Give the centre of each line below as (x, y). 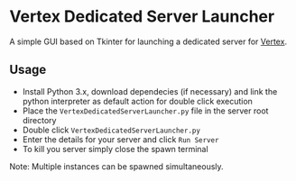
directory (39, 120)
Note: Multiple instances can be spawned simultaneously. (116, 166)
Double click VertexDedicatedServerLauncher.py (111, 130)
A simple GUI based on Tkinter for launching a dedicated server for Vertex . (148, 41)
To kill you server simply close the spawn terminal (116, 149)
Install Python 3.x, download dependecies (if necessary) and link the (150, 91)
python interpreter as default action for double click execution (137, 101)
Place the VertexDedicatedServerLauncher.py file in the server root (145, 111)
